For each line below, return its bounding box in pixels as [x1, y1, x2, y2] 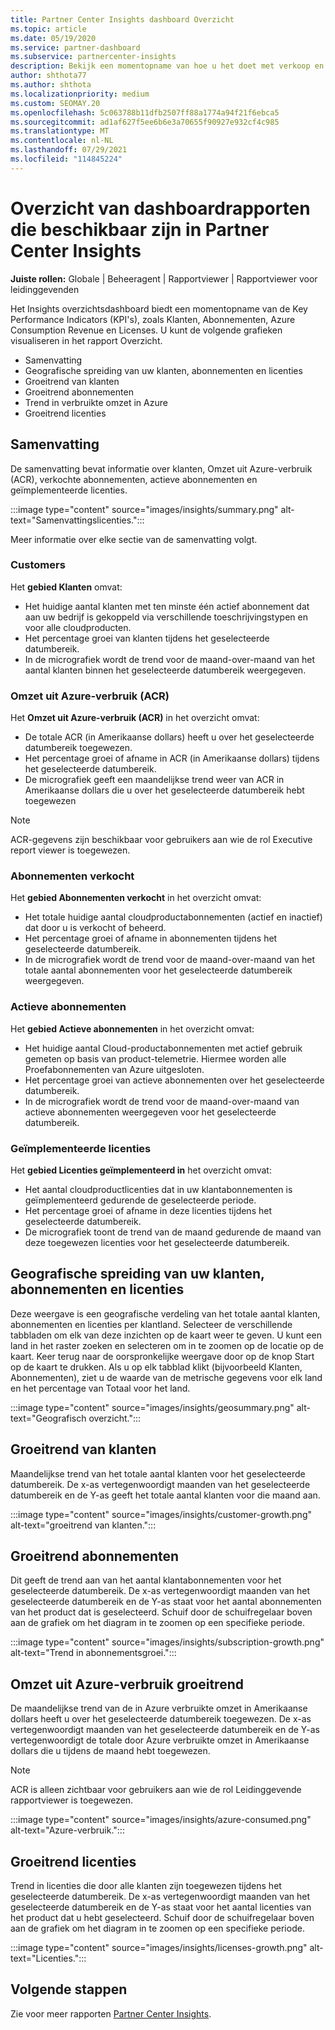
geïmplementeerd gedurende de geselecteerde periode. [24, 1194, 257, 1206]
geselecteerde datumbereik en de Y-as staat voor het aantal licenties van [10, 1901, 312, 1913]
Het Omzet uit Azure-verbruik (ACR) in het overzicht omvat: [10, 712, 260, 724]
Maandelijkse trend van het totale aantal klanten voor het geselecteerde [10, 1467, 306, 1480]
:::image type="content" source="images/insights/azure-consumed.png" [10, 1814, 312, 1826]
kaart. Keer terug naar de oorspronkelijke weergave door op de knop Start [10, 1350, 315, 1362]
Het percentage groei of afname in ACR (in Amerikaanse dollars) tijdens [24, 752, 320, 765]
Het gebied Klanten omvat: [10, 581, 123, 593]
